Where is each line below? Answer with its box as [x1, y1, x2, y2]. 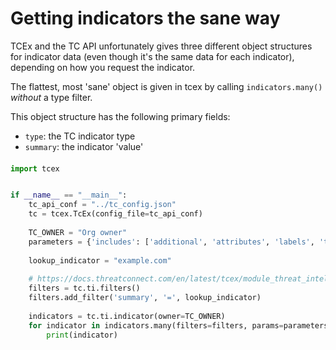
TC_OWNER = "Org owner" [28, 227, 128, 237]
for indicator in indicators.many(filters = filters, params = [28, 320, 284, 331]
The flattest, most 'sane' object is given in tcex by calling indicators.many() [10, 80, 323, 92]
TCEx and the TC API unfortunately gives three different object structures [10, 40, 313, 52]
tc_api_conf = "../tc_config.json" [28, 200, 177, 210]
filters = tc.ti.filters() [28, 283, 141, 294]
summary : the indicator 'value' [24, 140, 144, 152]
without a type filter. [10, 91, 93, 103]
